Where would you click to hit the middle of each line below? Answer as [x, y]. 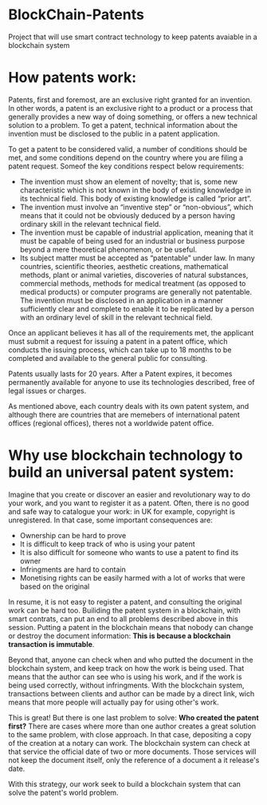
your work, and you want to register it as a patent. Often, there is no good [129, 503]
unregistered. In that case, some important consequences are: [110, 520]
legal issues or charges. [47, 391]
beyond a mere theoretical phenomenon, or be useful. [108, 249]
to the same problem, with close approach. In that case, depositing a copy [130, 734]
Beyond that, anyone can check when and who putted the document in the [131, 660]
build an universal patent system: [121, 472]
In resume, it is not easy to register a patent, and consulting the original [125, 601]
